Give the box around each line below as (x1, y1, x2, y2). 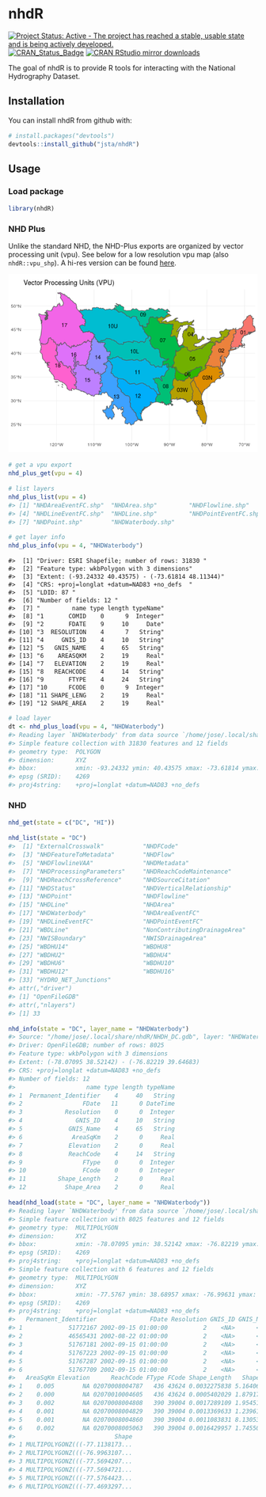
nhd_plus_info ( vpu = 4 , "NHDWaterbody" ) (8, 541, 144, 550)
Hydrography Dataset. (8, 71, 81, 81)
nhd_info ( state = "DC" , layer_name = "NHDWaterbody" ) (8, 1024, 190, 1033)
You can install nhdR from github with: (8, 116, 132, 125)
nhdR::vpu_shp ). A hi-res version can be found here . (8, 258, 177, 268)
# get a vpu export (8, 461, 73, 469)
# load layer (8, 714, 51, 723)
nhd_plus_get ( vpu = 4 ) (8, 469, 83, 477)
